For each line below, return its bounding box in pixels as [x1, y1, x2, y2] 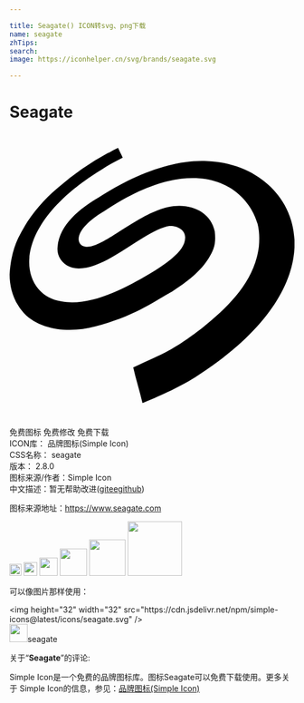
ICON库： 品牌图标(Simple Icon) [9, 438, 129, 449]
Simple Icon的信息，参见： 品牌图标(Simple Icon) [19, 683, 201, 694]
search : [9, 46, 39, 55]
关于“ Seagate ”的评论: [9, 652, 90, 663]
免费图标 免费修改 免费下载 [9, 427, 109, 438]
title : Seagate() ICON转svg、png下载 [9, 21, 147, 30]
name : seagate [9, 29, 63, 39]
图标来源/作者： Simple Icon [9, 473, 112, 483]
